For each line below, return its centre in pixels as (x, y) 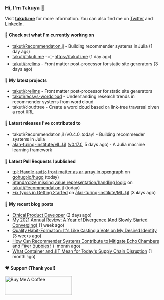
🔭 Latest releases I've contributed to (43, 123)
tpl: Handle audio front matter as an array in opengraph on (71, 172)
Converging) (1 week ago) (38, 225)
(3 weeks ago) (27, 236)
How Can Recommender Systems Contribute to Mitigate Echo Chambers (86, 241)
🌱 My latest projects (26, 80)
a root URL (23, 112)
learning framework (32, 150)
